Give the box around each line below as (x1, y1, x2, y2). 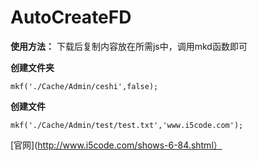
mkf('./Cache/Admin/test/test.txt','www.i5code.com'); (10, 120, 244, 130)
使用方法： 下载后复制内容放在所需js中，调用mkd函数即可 (10, 40, 248, 52)
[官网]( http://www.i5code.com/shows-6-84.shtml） (10, 139, 223, 151)
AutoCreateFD (10, 6, 132, 29)
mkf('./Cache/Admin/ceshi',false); (10, 81, 159, 91)
